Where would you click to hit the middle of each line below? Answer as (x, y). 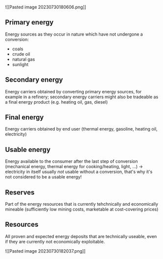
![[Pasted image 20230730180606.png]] (46, 7)
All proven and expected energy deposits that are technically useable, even (81, 236)
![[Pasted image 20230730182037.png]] (45, 251)
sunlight (20, 64)
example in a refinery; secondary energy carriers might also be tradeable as (82, 97)
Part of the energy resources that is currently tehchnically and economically (81, 204)
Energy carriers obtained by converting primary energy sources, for (73, 91)
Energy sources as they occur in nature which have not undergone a (74, 34)
